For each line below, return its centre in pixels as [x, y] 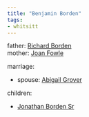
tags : [15, 20]
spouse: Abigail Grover [50, 80]
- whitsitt [23, 26]
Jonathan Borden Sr [46, 107]
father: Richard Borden [39, 46]
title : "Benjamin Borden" [44, 13]
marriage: [21, 67]
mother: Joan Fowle [36, 53]
